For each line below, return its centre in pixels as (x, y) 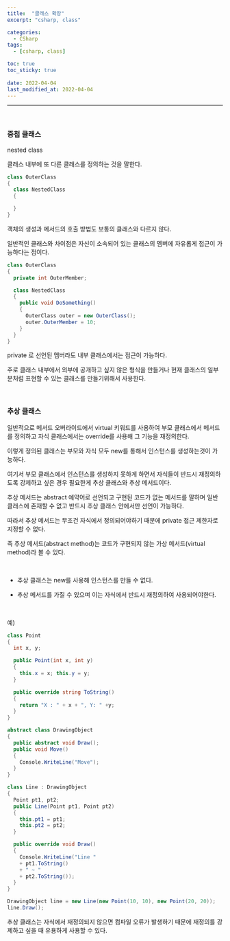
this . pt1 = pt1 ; (43, 819)
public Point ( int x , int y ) (53, 661)
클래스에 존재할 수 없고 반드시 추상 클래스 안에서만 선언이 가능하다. (95, 506)
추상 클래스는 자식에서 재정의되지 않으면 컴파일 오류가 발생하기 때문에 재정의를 (111, 922)
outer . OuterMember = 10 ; (61, 322)
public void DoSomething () (58, 303)
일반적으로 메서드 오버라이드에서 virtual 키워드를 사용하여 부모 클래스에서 (104, 427)
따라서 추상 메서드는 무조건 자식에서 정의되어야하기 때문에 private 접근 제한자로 (113, 520)
